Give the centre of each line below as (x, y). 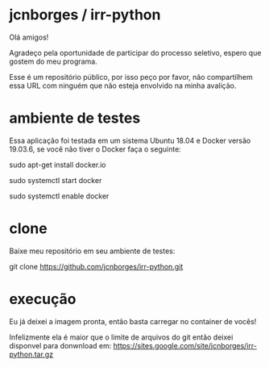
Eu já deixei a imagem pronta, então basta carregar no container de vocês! (133, 321)
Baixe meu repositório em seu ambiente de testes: (92, 251)
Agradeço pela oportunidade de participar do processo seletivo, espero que (135, 52)
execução (43, 299)
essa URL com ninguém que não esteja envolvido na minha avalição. (123, 85)
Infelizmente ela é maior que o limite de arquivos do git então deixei (121, 337)
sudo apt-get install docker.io (58, 165)
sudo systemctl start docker (56, 180)
